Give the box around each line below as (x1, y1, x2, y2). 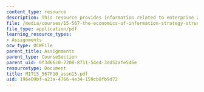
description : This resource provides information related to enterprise (6, 15, 194, 21)
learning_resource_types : (6, 31, 72, 38)
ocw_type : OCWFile (6, 43, 53, 49)
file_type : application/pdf (6, 25, 78, 32)
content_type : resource (6, 8, 67, 15)
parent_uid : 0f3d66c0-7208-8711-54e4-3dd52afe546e (6, 59, 137, 65)
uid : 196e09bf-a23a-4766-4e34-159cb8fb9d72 (6, 76, 118, 82)
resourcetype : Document (6, 65, 67, 71)
